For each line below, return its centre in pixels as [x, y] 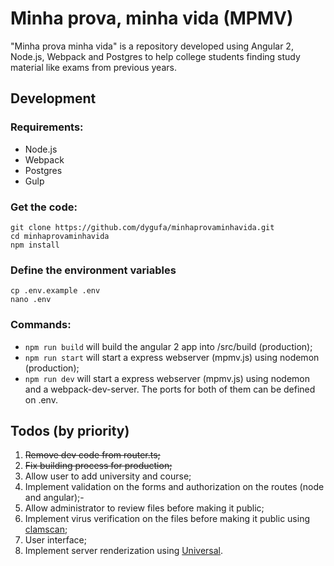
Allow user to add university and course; [108, 476]
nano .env [31, 300]
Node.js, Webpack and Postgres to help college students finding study [155, 56]
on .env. [41, 399]
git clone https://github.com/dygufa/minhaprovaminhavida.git [142, 227]
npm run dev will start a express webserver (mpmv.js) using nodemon [167, 378]
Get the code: [44, 207]
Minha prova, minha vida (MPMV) [152, 18]
